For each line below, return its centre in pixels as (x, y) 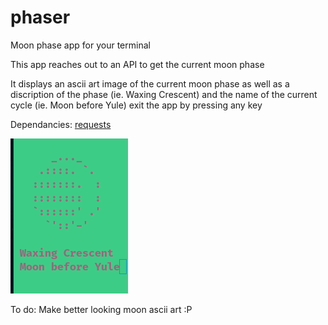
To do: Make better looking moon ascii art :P (101, 309)
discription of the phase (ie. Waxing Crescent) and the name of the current (164, 94)
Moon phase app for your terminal (80, 45)
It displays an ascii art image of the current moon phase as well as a (150, 83)
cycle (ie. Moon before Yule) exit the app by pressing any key (136, 105)
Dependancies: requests (61, 124)
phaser (40, 17)
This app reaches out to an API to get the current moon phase (137, 64)
